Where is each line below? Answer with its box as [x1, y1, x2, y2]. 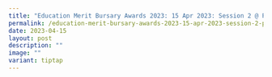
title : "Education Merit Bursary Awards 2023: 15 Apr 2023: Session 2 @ [8, 11, 259, 20]
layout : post [8, 34, 53, 43]
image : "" [8, 49, 42, 57]
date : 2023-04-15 [8, 26, 67, 34]
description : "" [8, 42, 63, 50]
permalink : [8, 19, 45, 27]
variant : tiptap [8, 57, 63, 65]
